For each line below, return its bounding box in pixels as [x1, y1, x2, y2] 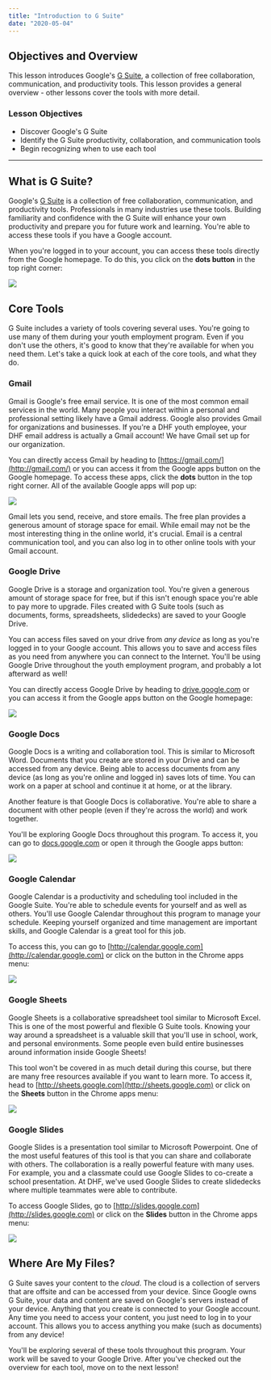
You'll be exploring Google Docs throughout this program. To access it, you [8, 829, 258, 839]
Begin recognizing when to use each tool [19, 143, 156, 154]
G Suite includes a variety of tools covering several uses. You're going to [8, 323, 250, 333]
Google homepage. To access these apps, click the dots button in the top [8, 472, 252, 482]
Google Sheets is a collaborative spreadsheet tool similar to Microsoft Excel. [8, 1012, 261, 1023]
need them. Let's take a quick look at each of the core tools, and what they [8, 349, 257, 359]
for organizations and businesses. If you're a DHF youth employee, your [8, 422, 248, 432]
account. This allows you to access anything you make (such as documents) [8, 1321, 262, 1331]
